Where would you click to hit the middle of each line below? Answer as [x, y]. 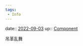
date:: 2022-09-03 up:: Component [41, 28]
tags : [11, 10]
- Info [14, 14]
